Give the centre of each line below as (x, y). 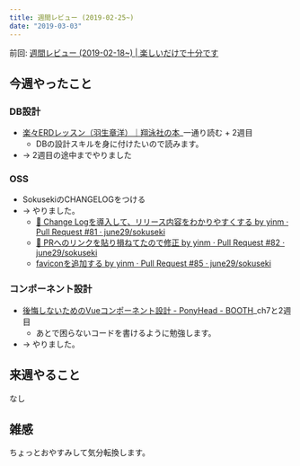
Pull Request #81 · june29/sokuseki (101, 232)
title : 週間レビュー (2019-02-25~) (72, 18)
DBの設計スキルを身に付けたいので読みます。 (119, 144)
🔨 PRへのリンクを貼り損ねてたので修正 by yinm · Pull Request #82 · (160, 242)
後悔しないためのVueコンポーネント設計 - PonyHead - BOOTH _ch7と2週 (157, 310)
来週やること (45, 375)
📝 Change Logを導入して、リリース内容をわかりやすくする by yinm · (162, 222)
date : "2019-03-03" (46, 26)
